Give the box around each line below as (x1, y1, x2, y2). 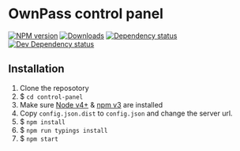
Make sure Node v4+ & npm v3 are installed (19, 100, 163, 109)
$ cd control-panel (19, 92, 84, 101)
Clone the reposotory (19, 83, 89, 92)
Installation (8, 62, 65, 76)
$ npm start (19, 134, 59, 143)
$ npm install (19, 116, 66, 126)
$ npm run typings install (19, 125, 108, 134)
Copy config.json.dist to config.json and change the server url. (19, 108, 233, 118)
